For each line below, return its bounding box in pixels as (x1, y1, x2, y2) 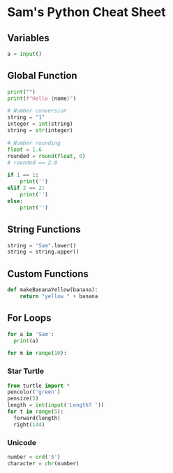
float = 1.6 (7, 146, 42, 153)
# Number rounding (7, 139, 61, 147)
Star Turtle (7, 366, 44, 376)
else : (7, 197, 23, 205)
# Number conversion (7, 108, 68, 115)
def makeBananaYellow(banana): (7, 286, 98, 293)
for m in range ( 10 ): (7, 350, 68, 357)
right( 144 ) (13, 421, 45, 428)
